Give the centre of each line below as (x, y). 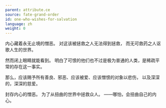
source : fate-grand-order (32, 15)
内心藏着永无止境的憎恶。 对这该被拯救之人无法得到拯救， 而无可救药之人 (81, 44)
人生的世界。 (22, 50)
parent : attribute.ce (28, 10)
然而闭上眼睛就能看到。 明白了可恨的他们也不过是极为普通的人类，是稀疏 (80, 60)
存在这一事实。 (29, 67)
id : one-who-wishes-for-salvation (41, 19)
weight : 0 (15, 29)
